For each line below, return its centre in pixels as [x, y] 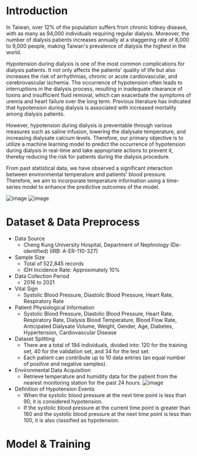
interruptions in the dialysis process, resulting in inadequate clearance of [94, 88]
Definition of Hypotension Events [55, 389]
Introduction [37, 11]
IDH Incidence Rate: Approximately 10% [71, 270]
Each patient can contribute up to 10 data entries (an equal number [104, 357]
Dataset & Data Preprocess [73, 222]
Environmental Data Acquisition [53, 370]
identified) [36, 251]
